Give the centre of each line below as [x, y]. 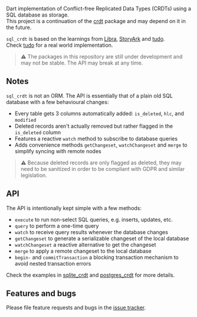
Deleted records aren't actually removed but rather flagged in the [94, 126]
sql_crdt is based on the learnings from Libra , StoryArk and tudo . [86, 39]
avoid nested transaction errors [53, 263]
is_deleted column [37, 132]
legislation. [34, 175]
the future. [19, 27]
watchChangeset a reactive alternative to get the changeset [85, 244]
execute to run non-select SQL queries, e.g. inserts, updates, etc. [93, 219]
